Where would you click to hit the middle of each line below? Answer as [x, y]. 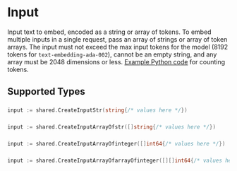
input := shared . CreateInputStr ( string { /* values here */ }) [98, 110]
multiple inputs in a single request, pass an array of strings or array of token [117, 39]
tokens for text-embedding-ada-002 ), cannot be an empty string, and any [112, 54]
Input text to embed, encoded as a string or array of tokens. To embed [109, 32]
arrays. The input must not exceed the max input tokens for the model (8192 [117, 47]
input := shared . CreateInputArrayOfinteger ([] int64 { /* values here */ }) [116, 143]
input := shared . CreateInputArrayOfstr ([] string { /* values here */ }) [112, 127]
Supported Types [47, 92]
